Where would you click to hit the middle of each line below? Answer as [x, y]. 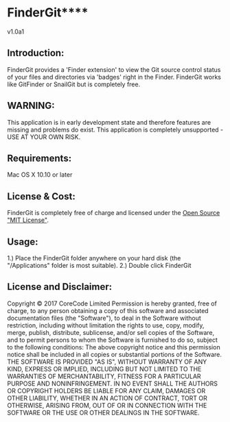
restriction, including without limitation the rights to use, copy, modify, [106, 325]
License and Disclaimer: [60, 287]
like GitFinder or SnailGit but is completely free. [74, 84]
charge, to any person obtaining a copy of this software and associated [108, 310]
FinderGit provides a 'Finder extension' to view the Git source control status [114, 69]
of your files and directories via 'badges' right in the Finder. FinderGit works [114, 77]
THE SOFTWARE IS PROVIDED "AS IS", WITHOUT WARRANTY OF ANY [107, 362]
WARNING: [31, 106]
